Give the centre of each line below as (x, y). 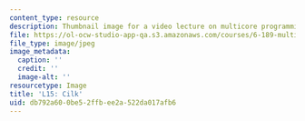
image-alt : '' (44, 77)
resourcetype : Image (49, 86)
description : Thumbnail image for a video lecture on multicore (133, 26)
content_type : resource (54, 18)
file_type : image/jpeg (52, 43)
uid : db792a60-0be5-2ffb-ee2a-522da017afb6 (93, 102)
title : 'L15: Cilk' (46, 94)
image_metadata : (40, 52)
